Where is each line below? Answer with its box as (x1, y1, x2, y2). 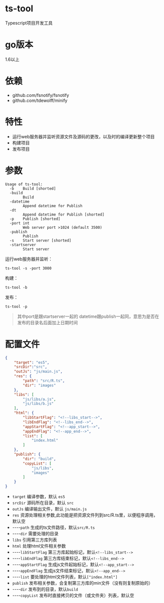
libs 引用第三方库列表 (12, 537, 58, 543)
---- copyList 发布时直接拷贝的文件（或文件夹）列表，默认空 (12, 593, 134, 598)
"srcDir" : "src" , (14, 364, 48, 370)
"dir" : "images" (23, 383, 56, 388)
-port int (9, 220, 30, 225)
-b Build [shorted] (9, 186, 56, 191)
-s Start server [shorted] (9, 238, 71, 243)
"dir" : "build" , (23, 456, 56, 461)
